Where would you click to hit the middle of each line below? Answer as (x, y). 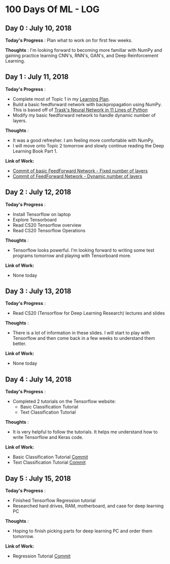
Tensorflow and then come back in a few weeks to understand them (84, 338)
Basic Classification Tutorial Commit (50, 457)
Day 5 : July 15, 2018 (38, 478)
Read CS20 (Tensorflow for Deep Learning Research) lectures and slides (89, 313)
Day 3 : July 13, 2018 (38, 291)
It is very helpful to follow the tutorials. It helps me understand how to (85, 432)
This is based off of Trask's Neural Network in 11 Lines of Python (80, 110)
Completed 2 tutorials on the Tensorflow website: (64, 401)
